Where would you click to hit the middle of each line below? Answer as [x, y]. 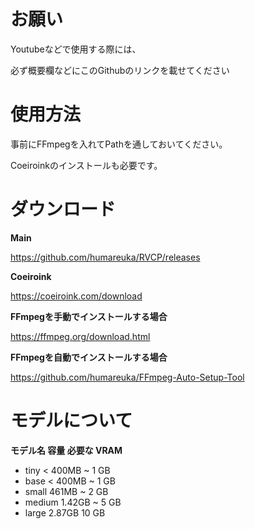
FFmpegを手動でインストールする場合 [89, 316]
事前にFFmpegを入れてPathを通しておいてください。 [119, 144]
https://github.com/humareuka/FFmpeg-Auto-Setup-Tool [127, 377]
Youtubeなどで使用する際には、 [76, 49]
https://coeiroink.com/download [76, 296]
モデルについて [71, 421]
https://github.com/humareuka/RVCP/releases [105, 257]
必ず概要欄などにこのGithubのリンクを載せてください [120, 70]
